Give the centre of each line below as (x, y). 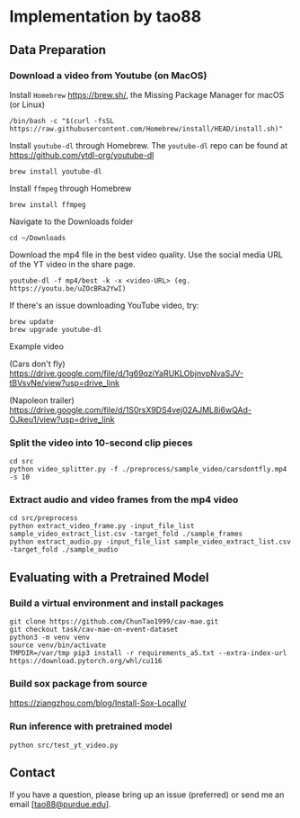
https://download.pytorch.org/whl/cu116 (86, 661)
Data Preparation (57, 50)
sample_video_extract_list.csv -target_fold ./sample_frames (126, 534)
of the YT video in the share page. (73, 264)
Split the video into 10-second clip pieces (101, 443)
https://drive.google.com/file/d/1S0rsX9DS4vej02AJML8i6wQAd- (131, 409)
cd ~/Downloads (38, 238)
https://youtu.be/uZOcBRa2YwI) (68, 288)
